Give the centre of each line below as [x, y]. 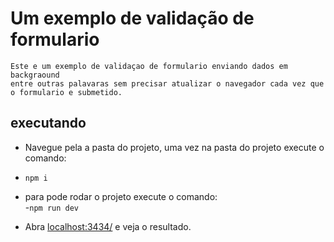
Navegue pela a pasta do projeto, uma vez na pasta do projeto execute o [174, 147]
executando [48, 123]
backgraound [35, 75]
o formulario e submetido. [66, 92]
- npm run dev [51, 207]
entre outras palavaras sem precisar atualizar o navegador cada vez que [167, 83]
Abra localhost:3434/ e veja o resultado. [108, 226]
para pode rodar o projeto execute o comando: [121, 196]
